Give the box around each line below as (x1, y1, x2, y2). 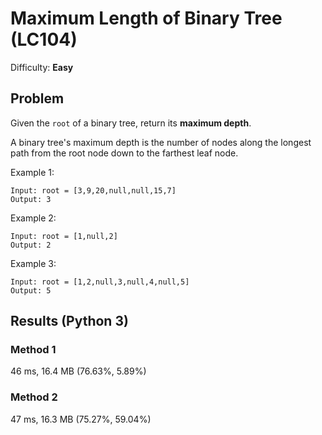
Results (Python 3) (10, 313, 129, 330)
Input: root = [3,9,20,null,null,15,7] (10, 185, 177, 196)
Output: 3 (10, 194, 52, 204)
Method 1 (10, 343, 57, 357)
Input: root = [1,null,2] (10, 231, 118, 241)
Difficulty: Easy (10, 61, 74, 73)
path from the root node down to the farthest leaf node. (10, 147, 239, 159)
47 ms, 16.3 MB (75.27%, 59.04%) (10, 413, 152, 425)
